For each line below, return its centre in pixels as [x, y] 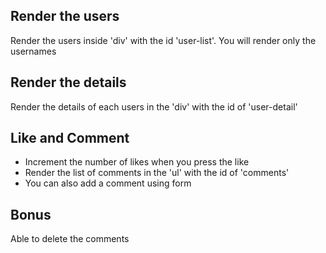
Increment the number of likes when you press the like [137, 162]
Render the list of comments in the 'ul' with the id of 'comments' [157, 173]
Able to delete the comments [70, 239]
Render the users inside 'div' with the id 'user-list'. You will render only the [163, 40]
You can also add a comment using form [108, 183]
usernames [33, 51]
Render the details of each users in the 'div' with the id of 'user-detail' [154, 106]
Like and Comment [70, 138]
